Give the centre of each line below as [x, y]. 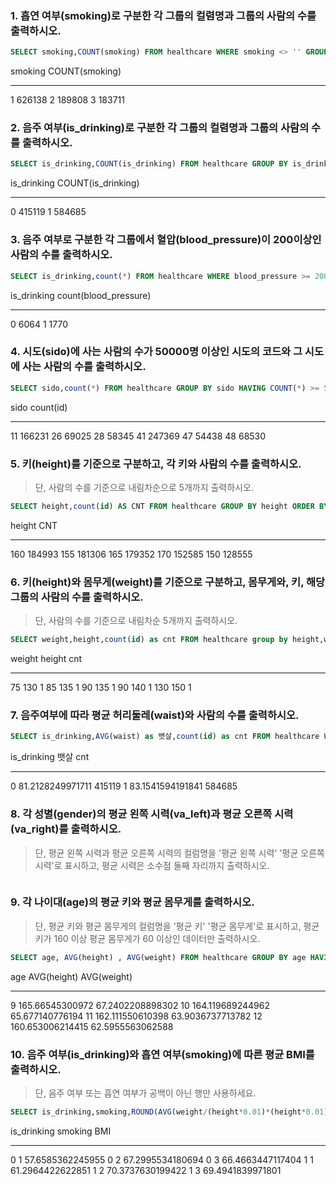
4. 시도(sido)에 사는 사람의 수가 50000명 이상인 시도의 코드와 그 [156, 352]
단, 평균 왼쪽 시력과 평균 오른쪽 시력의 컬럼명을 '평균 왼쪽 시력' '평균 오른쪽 [179, 853]
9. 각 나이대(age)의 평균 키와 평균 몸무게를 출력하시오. [132, 902]
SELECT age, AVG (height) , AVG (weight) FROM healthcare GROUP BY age [158, 957]
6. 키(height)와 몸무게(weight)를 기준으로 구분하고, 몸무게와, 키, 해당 [168, 582]
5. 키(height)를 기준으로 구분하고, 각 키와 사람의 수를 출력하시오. [156, 464]
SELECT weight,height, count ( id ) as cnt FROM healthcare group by [149, 640]
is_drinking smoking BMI [61, 1131]
